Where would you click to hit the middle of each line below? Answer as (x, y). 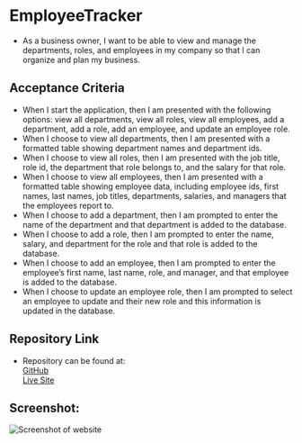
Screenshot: (44, 407)
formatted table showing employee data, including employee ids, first (151, 186)
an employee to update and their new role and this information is (142, 301)
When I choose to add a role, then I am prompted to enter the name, (148, 234)
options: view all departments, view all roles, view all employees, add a (153, 119)
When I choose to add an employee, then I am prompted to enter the (149, 263)
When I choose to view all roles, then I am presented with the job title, (151, 158)
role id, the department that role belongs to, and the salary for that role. (154, 167)
